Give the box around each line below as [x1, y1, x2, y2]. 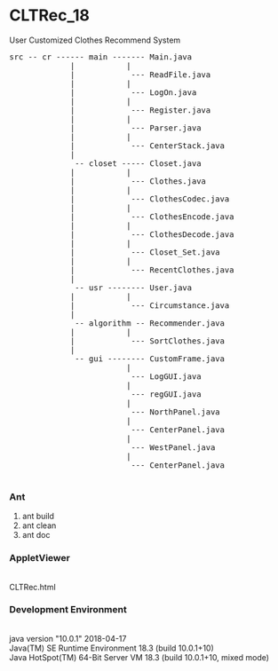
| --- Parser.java [69, 122, 202, 133]
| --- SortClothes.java [69, 335, 225, 346]
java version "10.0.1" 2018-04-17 [9, 633, 127, 643]
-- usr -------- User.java [75, 282, 193, 293]
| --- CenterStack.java [69, 140, 225, 151]
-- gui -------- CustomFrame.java [75, 353, 225, 364]
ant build [21, 511, 55, 522]
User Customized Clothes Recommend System [9, 35, 181, 45]
